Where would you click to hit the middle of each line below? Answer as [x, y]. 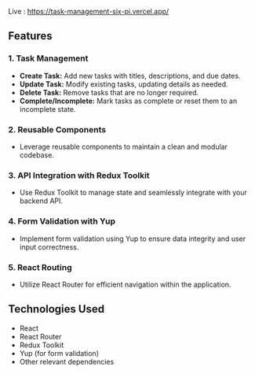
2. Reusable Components [57, 129]
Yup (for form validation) [59, 353]
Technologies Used [56, 309]
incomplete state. [47, 109]
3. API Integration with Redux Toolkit [79, 175]
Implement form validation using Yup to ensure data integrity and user [133, 239]
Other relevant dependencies [67, 361]
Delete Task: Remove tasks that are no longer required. [109, 92]
